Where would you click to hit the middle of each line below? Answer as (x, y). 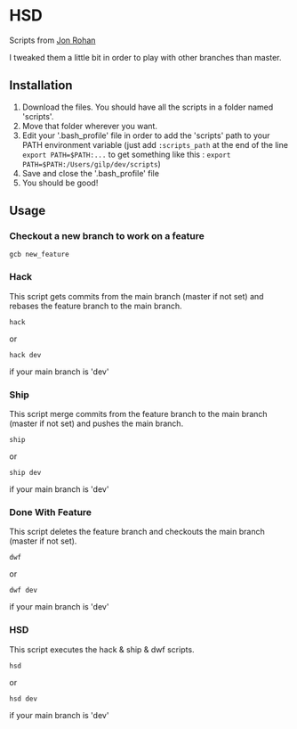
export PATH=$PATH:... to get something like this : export (126, 154)
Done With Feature (50, 512)
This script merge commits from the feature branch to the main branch (139, 414)
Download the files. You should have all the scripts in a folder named (148, 107)
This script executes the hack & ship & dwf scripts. (102, 649)
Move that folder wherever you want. (90, 126)
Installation (41, 86)
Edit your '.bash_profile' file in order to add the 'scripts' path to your (146, 135)
